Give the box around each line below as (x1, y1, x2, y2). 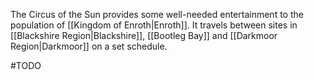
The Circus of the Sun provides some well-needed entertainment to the (10, 9, 304, 20)
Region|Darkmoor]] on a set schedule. (10, 40, 168, 52)
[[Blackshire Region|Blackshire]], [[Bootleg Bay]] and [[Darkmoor (10, 30, 278, 41)
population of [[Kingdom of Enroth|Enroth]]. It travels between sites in (10, 19, 298, 31)
